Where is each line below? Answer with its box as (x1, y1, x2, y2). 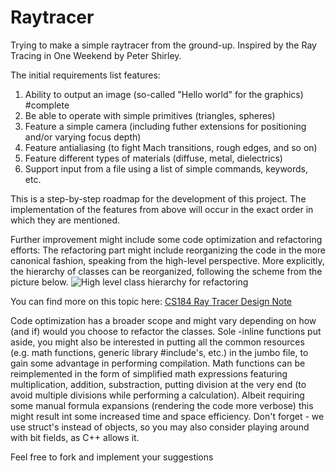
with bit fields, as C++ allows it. (10, 431, 140, 443)
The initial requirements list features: (10, 69, 161, 81)
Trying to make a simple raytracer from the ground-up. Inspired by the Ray (10, 39, 317, 51)
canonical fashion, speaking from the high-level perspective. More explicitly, (10, 254, 325, 266)
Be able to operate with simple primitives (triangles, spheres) (24, 109, 276, 121)
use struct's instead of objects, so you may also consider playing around (10, 421, 310, 433)
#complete (24, 99, 70, 111)
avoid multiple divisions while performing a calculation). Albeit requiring (10, 389, 305, 401)
